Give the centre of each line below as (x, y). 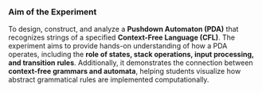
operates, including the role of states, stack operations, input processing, (131, 55)
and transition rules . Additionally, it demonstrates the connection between (131, 63)
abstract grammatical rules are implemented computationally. (109, 80)
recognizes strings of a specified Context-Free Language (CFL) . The (122, 37)
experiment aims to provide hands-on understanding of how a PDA (118, 46)
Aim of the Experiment (53, 12)
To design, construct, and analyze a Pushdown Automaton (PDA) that (123, 29)
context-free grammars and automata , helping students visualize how (125, 71)
